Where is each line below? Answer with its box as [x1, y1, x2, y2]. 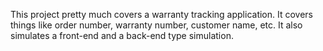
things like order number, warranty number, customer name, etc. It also [10, 19, 303, 31]
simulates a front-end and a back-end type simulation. [10, 30, 234, 41]
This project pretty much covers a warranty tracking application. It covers [10, 9, 314, 20]
